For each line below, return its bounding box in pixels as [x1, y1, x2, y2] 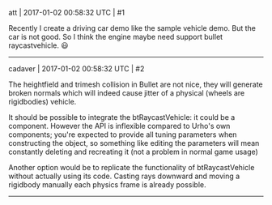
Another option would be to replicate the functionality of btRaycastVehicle [8, 163, 255, 172]
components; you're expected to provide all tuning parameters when [8, 130, 237, 139]
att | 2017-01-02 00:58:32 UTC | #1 [8, 8, 125, 17]
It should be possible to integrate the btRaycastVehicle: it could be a [8, 113, 236, 122]
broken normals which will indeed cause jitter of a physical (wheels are [8, 88, 245, 97]
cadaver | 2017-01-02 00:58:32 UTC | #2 [8, 64, 145, 73]
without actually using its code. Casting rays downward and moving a [8, 171, 240, 181]
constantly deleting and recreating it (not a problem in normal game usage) [8, 147, 259, 156]
